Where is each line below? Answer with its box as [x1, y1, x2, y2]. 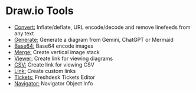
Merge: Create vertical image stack [14, 48, 100, 55]
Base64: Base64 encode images [14, 42, 94, 49]
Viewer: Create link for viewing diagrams [14, 55, 113, 62]
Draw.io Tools [5, 4, 74, 18]
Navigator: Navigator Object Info [14, 79, 93, 87]
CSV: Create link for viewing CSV [14, 61, 95, 68]
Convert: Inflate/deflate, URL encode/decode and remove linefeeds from [14, 24, 191, 31]
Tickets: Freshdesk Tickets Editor [14, 74, 96, 81]
